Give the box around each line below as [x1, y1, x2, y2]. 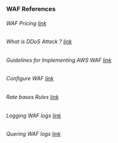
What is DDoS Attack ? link [6, 38, 72, 45]
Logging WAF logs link [6, 112, 61, 119]
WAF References [6, 5, 56, 13]
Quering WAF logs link [6, 130, 61, 138]
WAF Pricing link [6, 20, 46, 27]
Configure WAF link [6, 75, 54, 82]
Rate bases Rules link [6, 93, 59, 100]
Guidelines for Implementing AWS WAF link [6, 56, 112, 64]
